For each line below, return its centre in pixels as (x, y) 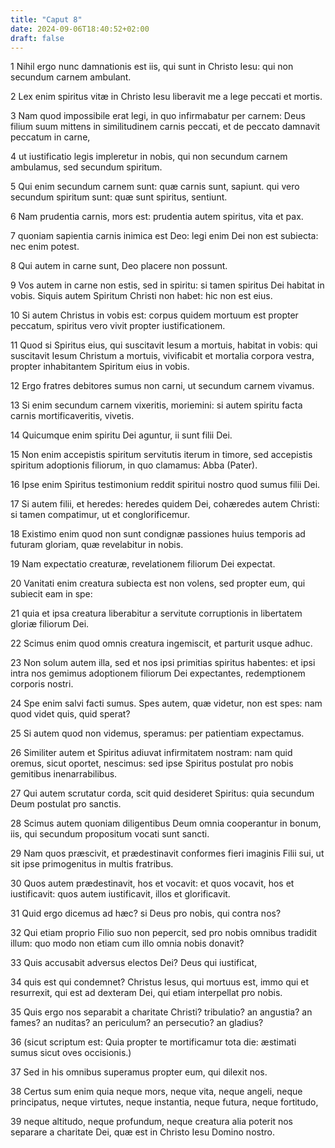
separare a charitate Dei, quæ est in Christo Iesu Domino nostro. (142, 1132)
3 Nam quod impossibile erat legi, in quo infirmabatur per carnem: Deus (158, 116)
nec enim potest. (45, 247)
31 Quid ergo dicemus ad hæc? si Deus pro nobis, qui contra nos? (146, 913)
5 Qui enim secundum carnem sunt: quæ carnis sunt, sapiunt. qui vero (155, 187)
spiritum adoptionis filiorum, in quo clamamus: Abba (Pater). (134, 465)
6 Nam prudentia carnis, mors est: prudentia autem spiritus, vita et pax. (157, 217)
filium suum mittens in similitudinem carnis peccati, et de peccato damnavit (165, 127)
